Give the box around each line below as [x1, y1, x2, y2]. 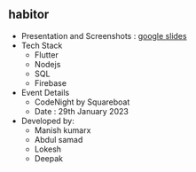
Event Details [20, 87, 70, 98]
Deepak [34, 152, 64, 163]
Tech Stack [20, 40, 63, 51]
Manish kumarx [34, 124, 91, 136]
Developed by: [20, 115, 74, 126]
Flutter [34, 49, 59, 60]
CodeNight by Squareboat [34, 97, 130, 107]
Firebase [34, 77, 67, 88]
